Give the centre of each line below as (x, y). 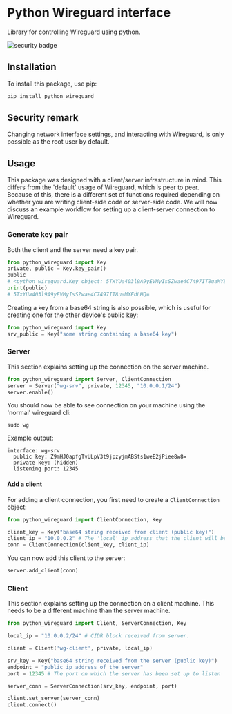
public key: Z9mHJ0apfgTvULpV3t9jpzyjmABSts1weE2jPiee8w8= (100, 457)
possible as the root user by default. (58, 142)
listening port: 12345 (46, 469)
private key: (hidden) (46, 463)
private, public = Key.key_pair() (57, 269)
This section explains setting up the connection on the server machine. (108, 367)
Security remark (43, 118)
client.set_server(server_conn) (54, 699)
